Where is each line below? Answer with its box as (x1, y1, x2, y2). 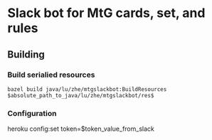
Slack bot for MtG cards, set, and (7, 5, 206, 21)
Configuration (7, 108, 57, 118)
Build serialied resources (7, 70, 95, 80)
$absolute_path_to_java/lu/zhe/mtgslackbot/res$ (7, 92, 154, 99)
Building (7, 48, 45, 60)
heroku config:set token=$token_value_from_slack (7, 124, 154, 133)
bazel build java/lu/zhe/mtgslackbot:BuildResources (7, 85, 167, 93)
